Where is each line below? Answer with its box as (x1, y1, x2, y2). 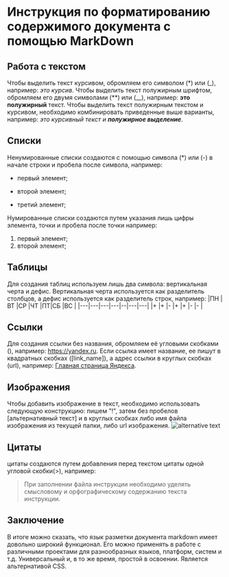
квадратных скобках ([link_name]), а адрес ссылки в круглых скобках (7, 354, 212, 362)
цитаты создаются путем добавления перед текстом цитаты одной (7, 460, 204, 468)
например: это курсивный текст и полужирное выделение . (7, 115, 184, 123)
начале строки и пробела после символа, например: (7, 161, 163, 169)
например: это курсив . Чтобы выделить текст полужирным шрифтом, (7, 86, 213, 94)
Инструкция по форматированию (7, 4, 210, 20)
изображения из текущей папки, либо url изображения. (7, 421, 170, 429)
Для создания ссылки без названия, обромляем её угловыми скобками (7, 340, 219, 348)
